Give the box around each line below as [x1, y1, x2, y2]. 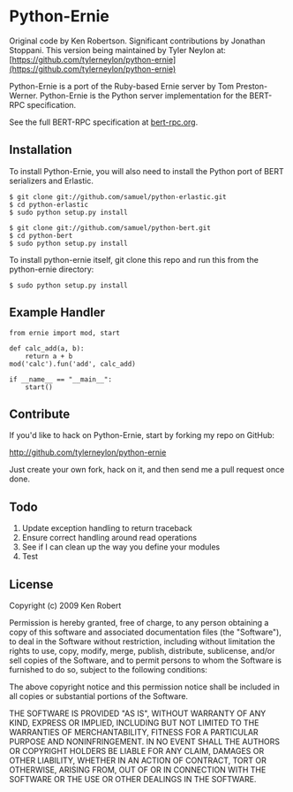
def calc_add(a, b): [9, 343, 86, 353]
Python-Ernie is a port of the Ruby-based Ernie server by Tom [9, 81, 234, 91]
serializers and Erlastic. [9, 175, 94, 186]
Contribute [9, 406, 71, 421]
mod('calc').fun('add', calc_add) [9, 359, 137, 368]
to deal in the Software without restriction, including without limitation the [9, 636, 275, 647]
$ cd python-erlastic [9, 200, 89, 209]
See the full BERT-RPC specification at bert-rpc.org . [9, 117, 199, 127]
